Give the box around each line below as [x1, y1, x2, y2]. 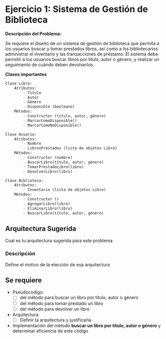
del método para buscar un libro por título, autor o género [19, 294, 138, 300]
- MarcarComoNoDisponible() [23, 122, 81, 128]
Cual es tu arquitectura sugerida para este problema [5, 237, 113, 243]
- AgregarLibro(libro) [23, 201, 70, 206]
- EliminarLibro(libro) [23, 206, 72, 211]
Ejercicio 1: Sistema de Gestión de [5, 3, 148, 15]
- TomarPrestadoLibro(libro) [23, 164, 84, 169]
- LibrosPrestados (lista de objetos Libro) [23, 146, 117, 151]
